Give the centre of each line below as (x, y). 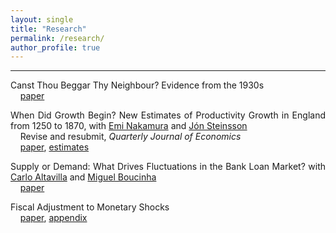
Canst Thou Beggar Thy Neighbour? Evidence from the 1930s (137, 85)
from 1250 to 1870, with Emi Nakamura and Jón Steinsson (129, 126)
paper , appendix (53, 218)
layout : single (42, 19)
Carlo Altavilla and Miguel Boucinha (83, 177)
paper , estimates (54, 147)
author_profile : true (55, 47)
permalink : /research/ (57, 38)
